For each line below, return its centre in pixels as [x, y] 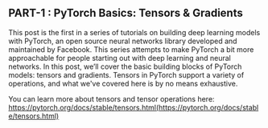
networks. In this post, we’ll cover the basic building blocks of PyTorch [125, 66]
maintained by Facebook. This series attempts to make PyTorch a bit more [131, 49]
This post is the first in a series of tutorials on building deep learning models [134, 32]
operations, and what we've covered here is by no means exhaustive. [123, 83]
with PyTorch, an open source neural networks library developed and [123, 41]
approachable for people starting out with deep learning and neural [120, 58]
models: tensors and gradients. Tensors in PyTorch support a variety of [126, 74]
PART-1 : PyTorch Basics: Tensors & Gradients [126, 13]
